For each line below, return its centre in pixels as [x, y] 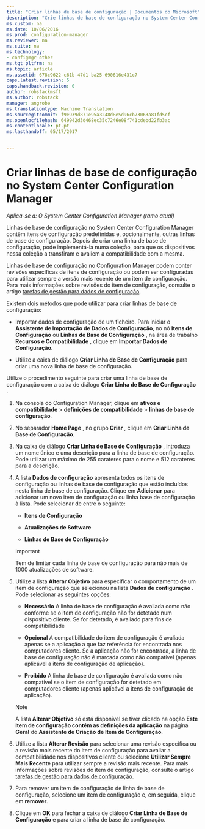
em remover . [32, 801]
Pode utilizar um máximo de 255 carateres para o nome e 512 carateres [105, 459]
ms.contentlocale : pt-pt [38, 126]
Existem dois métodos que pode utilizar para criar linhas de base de [92, 303]
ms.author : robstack [33, 97]
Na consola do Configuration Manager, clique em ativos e [88, 403]
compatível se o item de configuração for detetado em [93, 682]
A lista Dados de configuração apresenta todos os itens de [90, 477]
